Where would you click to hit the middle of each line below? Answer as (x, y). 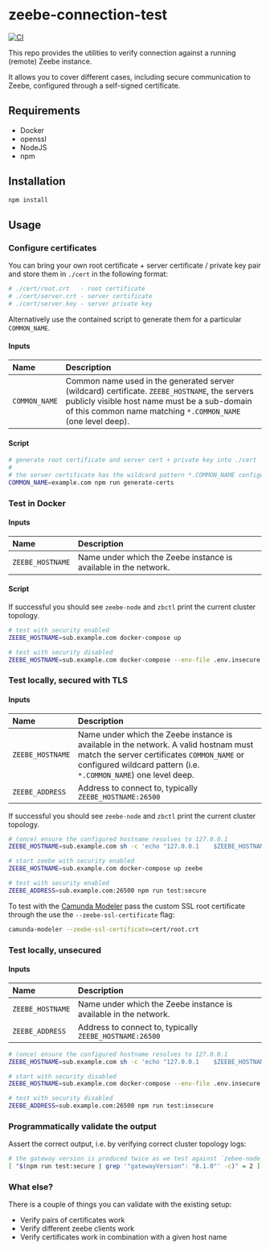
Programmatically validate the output (82, 1127)
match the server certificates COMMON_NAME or (161, 754)
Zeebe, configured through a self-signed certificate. (94, 85)
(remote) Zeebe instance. (50, 61)
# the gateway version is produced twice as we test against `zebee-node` (136, 1159)
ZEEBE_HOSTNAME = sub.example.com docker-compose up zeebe (106, 869)
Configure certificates (53, 247)
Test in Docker (37, 503)
